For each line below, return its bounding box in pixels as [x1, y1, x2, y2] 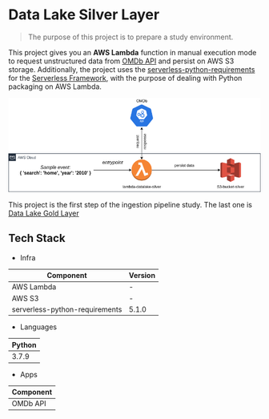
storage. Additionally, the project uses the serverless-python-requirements [8, 64, 255, 74]
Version [128, 271, 156, 280]
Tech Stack [8, 232, 66, 245]
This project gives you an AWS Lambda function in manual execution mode [8, 47, 257, 57]
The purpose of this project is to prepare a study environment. [27, 32, 234, 42]
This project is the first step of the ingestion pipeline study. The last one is [8, 199, 252, 209]
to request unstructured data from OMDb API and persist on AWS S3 [8, 56, 235, 66]
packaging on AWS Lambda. [8, 82, 102, 91]
